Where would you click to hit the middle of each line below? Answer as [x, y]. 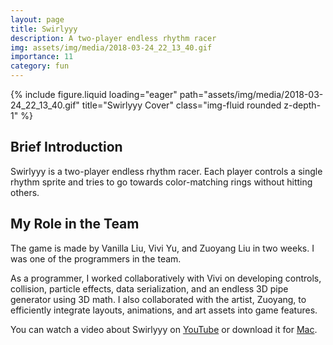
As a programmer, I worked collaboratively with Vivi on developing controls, [166, 278]
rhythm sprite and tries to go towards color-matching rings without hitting [161, 182]
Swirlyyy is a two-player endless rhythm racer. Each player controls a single [166, 171]
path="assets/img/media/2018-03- [251, 94]
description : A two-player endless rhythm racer [113, 38]
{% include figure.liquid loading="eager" [94, 94]
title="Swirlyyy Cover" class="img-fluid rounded [181, 105]
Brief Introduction [66, 147]
